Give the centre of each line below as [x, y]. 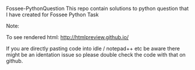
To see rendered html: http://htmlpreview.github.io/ [67, 37]
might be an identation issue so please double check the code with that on [96, 55]
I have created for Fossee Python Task [52, 15]
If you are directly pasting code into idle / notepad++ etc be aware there [93, 48]
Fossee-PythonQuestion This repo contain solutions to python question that [97, 8]
